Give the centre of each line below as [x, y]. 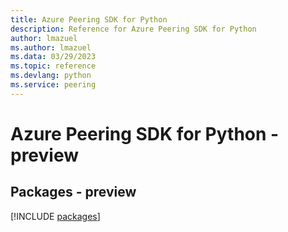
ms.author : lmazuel [51, 47]
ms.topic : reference [53, 66]
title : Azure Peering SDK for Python [89, 19]
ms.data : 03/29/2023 [53, 57]
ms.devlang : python [51, 76]
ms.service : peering [53, 85]
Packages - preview [73, 192]
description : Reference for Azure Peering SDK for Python [133, 29]
